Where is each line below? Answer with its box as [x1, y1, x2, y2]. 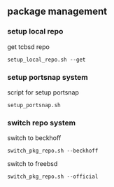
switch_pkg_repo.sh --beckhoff [7, 147, 99, 155]
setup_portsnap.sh [7, 102, 61, 109]
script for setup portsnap [7, 88, 79, 97]
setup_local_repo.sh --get [7, 56, 86, 63]
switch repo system [7, 118, 76, 127]
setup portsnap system [7, 72, 89, 82]
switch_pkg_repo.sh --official [7, 173, 99, 181]
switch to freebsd [7, 160, 58, 168]
